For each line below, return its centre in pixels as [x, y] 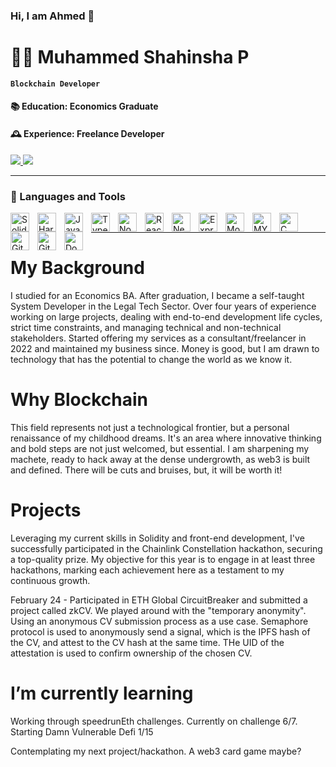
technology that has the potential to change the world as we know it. [151, 359]
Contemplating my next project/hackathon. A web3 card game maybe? [156, 751]
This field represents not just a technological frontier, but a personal [150, 427]
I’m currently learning [102, 693]
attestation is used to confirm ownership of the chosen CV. [131, 653]
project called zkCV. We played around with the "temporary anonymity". [158, 610]
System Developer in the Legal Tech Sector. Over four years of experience [163, 306]
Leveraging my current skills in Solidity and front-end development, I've [157, 538]
